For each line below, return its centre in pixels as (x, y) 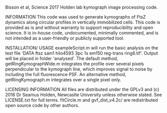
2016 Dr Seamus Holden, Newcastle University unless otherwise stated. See (84, 95)
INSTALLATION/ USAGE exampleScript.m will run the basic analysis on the (82, 48)
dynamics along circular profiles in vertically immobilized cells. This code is (83, 22)
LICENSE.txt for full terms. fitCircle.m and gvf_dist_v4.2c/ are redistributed (82, 100)
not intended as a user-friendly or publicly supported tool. (65, 38)
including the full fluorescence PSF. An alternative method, (66, 74)
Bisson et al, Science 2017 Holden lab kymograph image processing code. (81, 7)
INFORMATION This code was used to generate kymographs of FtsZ (75, 17)
